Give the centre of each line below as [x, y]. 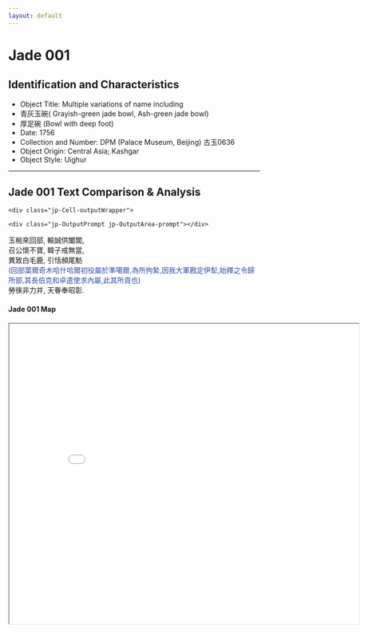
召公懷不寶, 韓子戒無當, [47, 250]
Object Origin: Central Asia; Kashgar [79, 151]
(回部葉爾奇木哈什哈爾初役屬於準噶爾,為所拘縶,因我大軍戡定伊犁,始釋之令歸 [132, 270]
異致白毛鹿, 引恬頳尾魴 [45, 260]
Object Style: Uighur [53, 159]
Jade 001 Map [32, 310]
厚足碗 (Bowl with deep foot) [67, 123]
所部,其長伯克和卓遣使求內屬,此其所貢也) [75, 280]
